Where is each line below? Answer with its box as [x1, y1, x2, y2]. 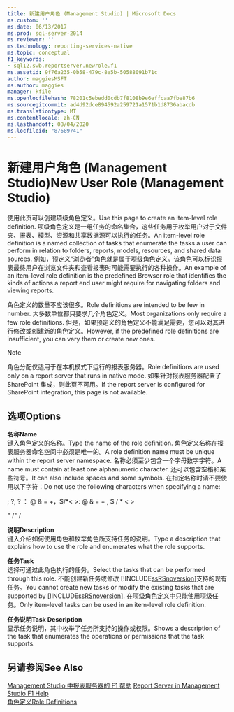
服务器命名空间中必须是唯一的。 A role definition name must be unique [13, 448, 215, 456]
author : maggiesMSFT [7, 75, 68, 83]
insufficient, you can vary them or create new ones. [7, 335, 156, 343]
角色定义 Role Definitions [7, 697, 78, 706]
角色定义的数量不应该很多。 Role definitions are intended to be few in [7, 301, 205, 309]
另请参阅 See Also [7, 662, 84, 674]
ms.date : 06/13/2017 [7, 23, 68, 30]
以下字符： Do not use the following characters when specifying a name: [13, 483, 221, 491]
